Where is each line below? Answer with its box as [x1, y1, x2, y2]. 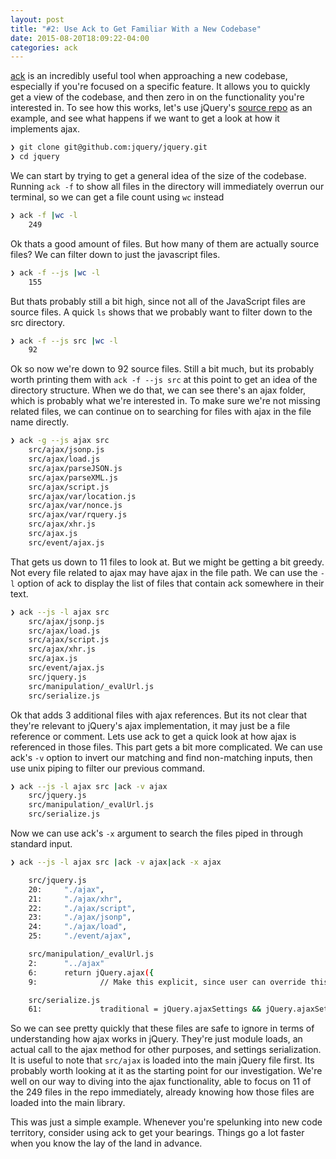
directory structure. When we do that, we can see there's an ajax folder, [10, 384, 306, 396]
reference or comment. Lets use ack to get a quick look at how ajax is [10, 730, 297, 742]
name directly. [10, 416, 69, 428]
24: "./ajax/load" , [28, 922, 128, 932]
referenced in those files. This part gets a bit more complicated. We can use [10, 741, 323, 753]
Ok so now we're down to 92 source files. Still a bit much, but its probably [10, 363, 315, 375]
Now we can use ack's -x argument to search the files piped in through [10, 827, 303, 839]
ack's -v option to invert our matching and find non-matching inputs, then [10, 751, 313, 763]
